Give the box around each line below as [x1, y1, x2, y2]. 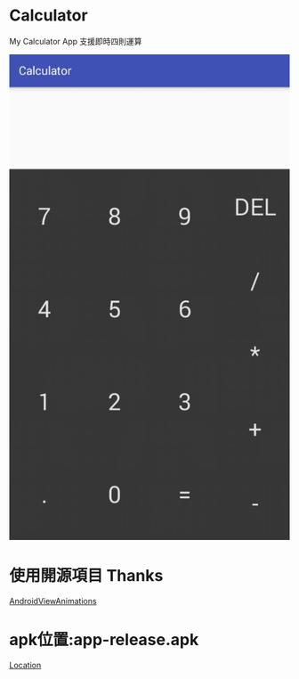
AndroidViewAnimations [9, 595, 97, 606]
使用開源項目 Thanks [9, 566, 164, 586]
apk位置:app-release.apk [9, 629, 199, 650]
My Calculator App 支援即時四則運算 [9, 36, 142, 46]
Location [9, 659, 42, 670]
